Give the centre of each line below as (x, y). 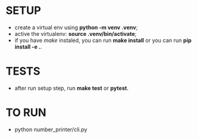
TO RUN (26, 113)
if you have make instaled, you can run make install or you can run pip (103, 40)
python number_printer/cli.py (51, 129)
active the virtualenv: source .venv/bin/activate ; (76, 33)
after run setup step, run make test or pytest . (71, 88)
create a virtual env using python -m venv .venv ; (76, 27)
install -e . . (28, 47)
